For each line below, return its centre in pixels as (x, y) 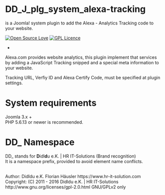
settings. (14, 83)
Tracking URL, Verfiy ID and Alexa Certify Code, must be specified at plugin (83, 77)
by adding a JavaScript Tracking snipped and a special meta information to (82, 62)
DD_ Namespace (40, 142)
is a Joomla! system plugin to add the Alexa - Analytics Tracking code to (79, 23)
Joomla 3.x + (19, 117)
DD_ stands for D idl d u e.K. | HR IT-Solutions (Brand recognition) (71, 156)
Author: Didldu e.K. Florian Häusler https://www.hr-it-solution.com (73, 176)
